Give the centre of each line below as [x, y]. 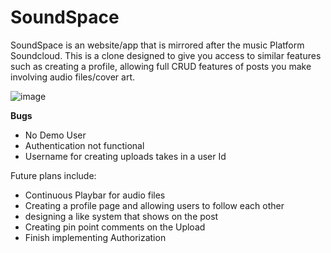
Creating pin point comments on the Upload [115, 227]
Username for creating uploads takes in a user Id [125, 156]
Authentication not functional [84, 145]
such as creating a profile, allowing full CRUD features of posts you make [161, 66]
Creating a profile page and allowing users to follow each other [154, 205]
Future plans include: [53, 175]
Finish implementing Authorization [95, 237]
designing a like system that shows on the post [121, 216]
